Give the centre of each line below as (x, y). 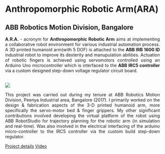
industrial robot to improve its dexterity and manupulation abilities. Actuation (82, 55)
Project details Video (26, 146)
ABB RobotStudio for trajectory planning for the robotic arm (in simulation (82, 121)
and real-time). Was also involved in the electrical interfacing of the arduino (82, 126)
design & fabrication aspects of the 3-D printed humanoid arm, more (82, 105)
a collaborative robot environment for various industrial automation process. (82, 44)
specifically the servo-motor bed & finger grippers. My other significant (82, 110)
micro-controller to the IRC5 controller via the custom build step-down (82, 131)
